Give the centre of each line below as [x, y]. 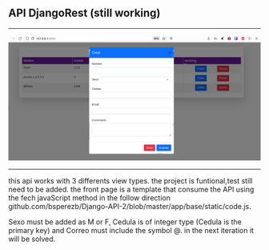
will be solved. [32, 239]
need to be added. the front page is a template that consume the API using [131, 190]
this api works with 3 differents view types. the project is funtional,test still [130, 181]
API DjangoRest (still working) [84, 13]
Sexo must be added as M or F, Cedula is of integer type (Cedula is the [125, 222]
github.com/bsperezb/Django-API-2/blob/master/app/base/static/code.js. [130, 207]
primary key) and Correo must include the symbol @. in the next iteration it [131, 231]
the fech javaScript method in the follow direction [89, 198]
